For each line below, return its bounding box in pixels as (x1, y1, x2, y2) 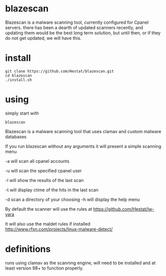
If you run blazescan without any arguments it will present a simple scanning (5, 143, 162, 149)
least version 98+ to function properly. (5, 265, 84, 271)
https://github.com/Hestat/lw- (93, 206, 155, 212)
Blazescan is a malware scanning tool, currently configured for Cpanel (5, 19, 149, 25)
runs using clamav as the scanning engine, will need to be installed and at (5, 260, 156, 266)
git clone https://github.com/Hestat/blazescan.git (5, 69, 114, 74)
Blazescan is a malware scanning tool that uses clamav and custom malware (5, 128, 162, 134)
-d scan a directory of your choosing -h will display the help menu (5, 196, 140, 202)
